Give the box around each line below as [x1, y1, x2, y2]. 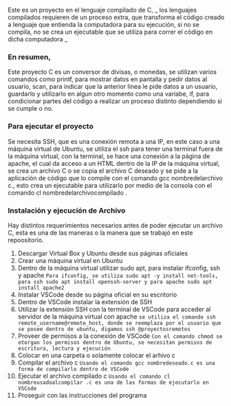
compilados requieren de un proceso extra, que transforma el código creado [8, 13, 225, 21]
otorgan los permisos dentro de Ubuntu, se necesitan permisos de [17, 339, 212, 346]
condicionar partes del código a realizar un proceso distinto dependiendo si [8, 97, 223, 105]
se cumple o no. [8, 105, 54, 113]
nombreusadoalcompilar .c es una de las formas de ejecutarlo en [17, 378, 209, 386]
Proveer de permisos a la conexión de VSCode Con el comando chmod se [17, 332, 223, 340]
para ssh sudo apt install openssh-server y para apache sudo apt [17, 278, 212, 285]
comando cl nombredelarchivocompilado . [8, 189, 128, 197]
